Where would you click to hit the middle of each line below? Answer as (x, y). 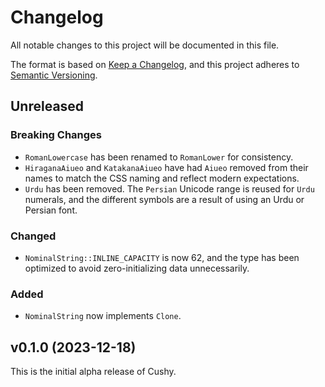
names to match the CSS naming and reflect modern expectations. (162, 178)
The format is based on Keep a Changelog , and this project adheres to (155, 64)
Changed (33, 236)
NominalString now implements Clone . (103, 316)
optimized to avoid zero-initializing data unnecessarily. (137, 268)
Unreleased (47, 106)
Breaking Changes (56, 135)
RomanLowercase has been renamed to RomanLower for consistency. (159, 157)
